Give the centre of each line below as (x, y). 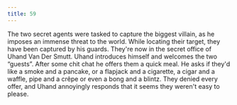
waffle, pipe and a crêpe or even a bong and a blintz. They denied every (113, 79)
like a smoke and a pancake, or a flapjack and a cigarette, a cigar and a (111, 71)
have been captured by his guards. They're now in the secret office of (109, 49)
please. (18, 94)
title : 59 (22, 14)
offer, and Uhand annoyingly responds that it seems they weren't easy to (114, 86)
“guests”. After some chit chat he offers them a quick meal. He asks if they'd (119, 63)
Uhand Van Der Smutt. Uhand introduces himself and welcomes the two (112, 56)
